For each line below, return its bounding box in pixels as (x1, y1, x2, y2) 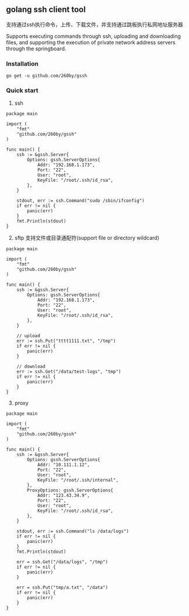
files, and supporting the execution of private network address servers (6, 39, 176, 46)
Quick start (6, 86, 39, 95)
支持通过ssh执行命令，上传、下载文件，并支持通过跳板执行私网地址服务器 (6, 20, 184, 28)
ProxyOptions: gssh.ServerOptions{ (27, 487, 114, 493)
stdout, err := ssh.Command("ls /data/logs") (16, 528, 129, 534)
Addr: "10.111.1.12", (37, 462, 90, 468)
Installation (6, 60, 39, 68)
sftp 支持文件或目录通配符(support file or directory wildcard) (14, 234, 159, 241)
